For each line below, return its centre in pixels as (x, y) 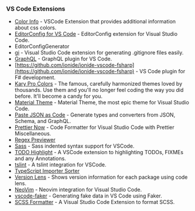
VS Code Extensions (36, 9)
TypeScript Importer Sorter (47, 171)
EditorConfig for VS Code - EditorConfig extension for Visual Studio (96, 34)
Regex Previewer (35, 140)
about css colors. (35, 28)
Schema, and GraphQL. (43, 121)
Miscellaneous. (33, 134)
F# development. (35, 77)
